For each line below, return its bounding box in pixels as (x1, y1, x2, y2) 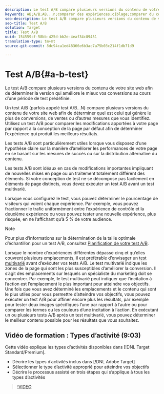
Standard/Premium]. (5, 350, 46, 355)
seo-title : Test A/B (5, 21, 47, 26)
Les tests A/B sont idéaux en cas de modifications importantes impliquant (5, 165, 153, 171)
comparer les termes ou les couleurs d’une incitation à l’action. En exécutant (5, 307, 159, 312)
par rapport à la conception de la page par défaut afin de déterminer (5, 125, 143, 131)
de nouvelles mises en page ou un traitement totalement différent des (5, 170, 145, 176)
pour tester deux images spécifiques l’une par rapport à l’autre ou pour (5, 301, 147, 308)
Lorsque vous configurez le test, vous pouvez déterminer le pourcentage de (5, 195, 158, 201)
